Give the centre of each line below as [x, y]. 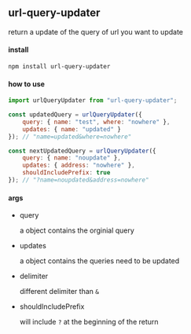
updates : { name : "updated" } [72, 129]
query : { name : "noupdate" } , [72, 158]
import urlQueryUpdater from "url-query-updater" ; [93, 101]
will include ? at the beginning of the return [89, 322]
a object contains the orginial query [77, 230]
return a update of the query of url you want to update [95, 31]
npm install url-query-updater [59, 67]
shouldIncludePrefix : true [66, 173]
